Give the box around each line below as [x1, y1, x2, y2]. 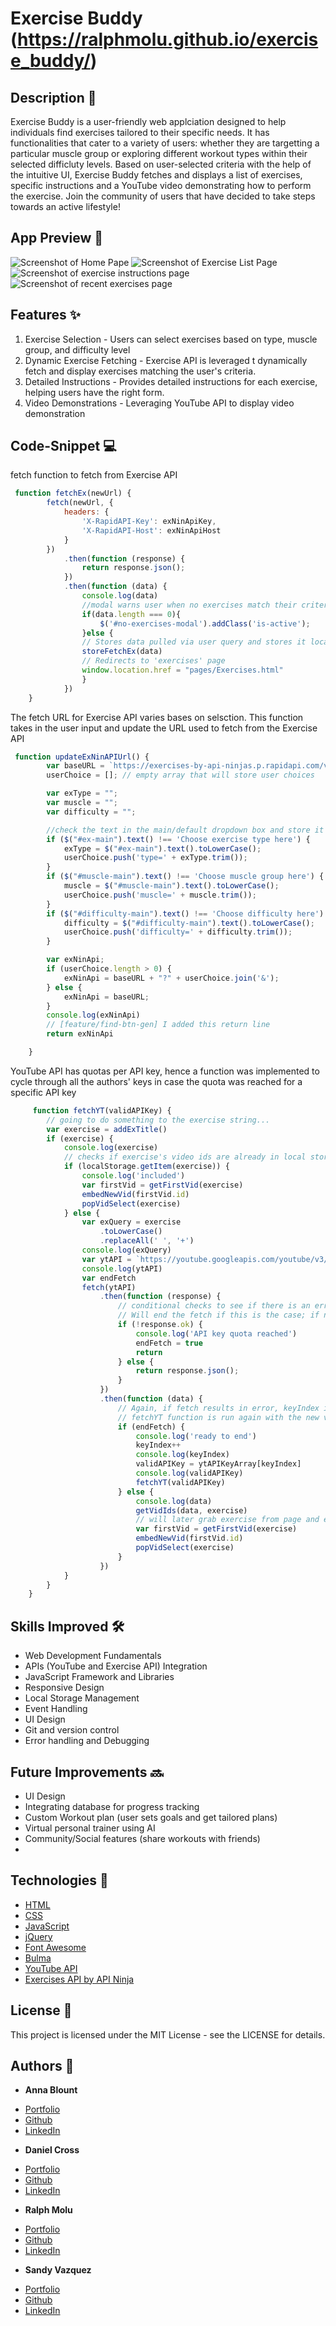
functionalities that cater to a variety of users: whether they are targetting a [10, 137, 320, 149]
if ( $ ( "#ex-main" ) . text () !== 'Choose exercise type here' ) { [46, 834, 311, 844]
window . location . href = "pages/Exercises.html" [81, 665, 284, 676]
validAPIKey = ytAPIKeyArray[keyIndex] [135, 1459, 302, 1469]
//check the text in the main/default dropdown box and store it [46, 825, 325, 835]
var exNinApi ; [46, 955, 105, 965]
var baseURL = [46, 761, 105, 771]
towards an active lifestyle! [10, 201, 121, 212]
